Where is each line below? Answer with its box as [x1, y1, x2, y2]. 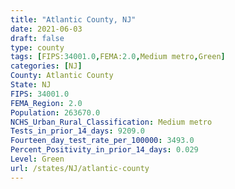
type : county [10, 42, 65, 53]
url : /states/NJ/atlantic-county [10, 163, 150, 173]
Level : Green [10, 154, 65, 164]
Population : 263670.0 [10, 107, 101, 118]
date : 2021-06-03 [10, 24, 83, 34]
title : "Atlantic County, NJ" [10, 14, 137, 25]
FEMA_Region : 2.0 [10, 98, 83, 108]
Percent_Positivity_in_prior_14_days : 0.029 [10, 145, 199, 155]
